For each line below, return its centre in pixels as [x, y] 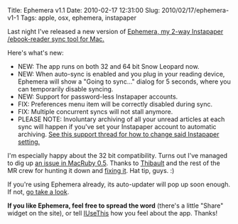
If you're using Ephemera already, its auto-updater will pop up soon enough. [119, 184]
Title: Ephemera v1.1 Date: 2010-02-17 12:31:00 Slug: [84, 10]
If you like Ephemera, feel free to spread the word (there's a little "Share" [115, 206]
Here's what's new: [36, 53]
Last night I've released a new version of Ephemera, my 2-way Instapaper [115, 32]
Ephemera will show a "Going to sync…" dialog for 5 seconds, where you [124, 82]
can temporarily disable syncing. [65, 89]
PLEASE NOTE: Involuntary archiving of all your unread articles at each [121, 119]
